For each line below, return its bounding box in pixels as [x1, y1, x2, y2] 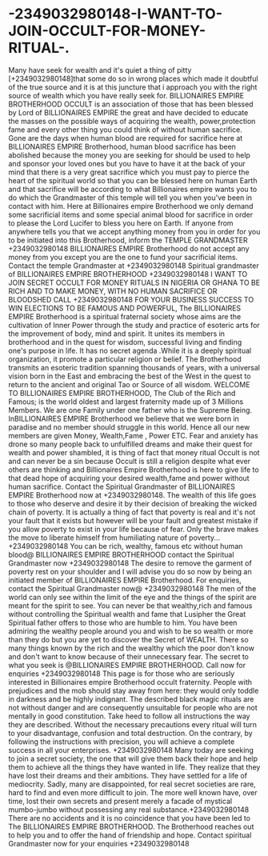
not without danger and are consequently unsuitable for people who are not [8, 702, 258, 712]
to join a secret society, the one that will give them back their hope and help [8, 754, 258, 763]
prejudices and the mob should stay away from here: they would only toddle [8, 686, 259, 695]
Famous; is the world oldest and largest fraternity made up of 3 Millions [8, 397, 244, 406]
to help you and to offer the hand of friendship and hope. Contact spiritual [8, 830, 252, 840]
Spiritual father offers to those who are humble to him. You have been [8, 618, 238, 627]
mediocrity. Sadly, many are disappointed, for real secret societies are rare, [8, 779, 256, 789]
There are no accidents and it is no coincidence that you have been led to [8, 813, 250, 822]
